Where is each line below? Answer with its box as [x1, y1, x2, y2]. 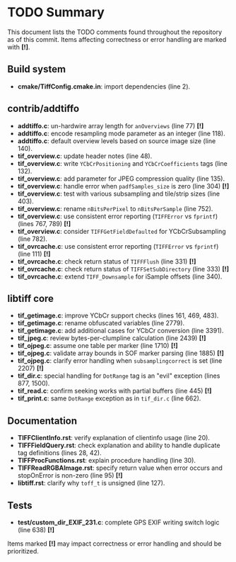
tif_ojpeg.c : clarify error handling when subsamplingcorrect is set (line [17, 356, 223, 365]
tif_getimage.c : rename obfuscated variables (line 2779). [17, 319, 185, 327]
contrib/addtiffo [7, 103, 80, 115]
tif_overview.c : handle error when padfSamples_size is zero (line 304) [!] [17, 181, 230, 190]
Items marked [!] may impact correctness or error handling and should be [7, 539, 222, 548]
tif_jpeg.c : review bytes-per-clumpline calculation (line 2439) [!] [17, 334, 206, 342]
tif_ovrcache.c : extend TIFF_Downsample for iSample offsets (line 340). [17, 272, 223, 281]
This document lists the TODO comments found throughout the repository [7, 28, 223, 36]
